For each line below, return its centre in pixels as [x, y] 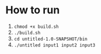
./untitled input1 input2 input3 [55, 45]
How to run [33, 10]
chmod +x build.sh [36, 27]
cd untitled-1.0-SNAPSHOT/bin [51, 39]
